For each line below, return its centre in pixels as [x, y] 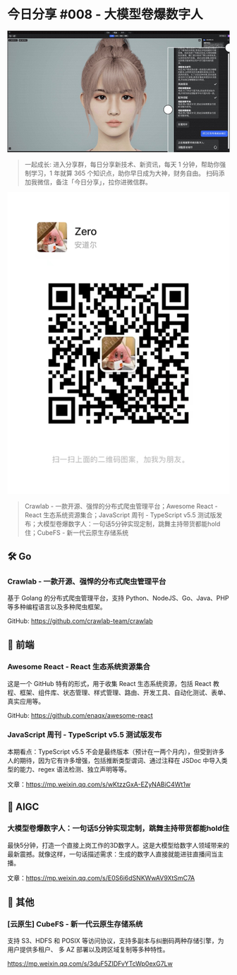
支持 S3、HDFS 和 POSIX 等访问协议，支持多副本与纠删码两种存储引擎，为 [116, 941]
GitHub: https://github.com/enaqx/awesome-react [80, 715]
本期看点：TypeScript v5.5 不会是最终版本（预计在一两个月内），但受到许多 [116, 751]
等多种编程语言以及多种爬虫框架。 [57, 607]
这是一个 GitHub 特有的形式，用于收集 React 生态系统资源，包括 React [109, 683]
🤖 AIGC [23, 807]
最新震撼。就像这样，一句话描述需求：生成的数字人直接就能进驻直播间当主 [115, 854]
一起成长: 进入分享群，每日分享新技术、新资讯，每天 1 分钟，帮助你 [122, 165]
